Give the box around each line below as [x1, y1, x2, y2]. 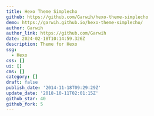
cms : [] [6, 69, 25, 74]
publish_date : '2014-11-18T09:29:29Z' [6, 85, 101, 91]
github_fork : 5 [6, 101, 43, 107]
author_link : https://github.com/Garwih [6, 30, 107, 36]
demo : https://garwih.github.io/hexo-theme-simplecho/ [6, 19, 143, 25]
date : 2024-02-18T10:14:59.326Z [6, 36, 85, 42]
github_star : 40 [6, 95, 46, 101]
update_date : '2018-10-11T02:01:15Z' [6, 90, 99, 96]
